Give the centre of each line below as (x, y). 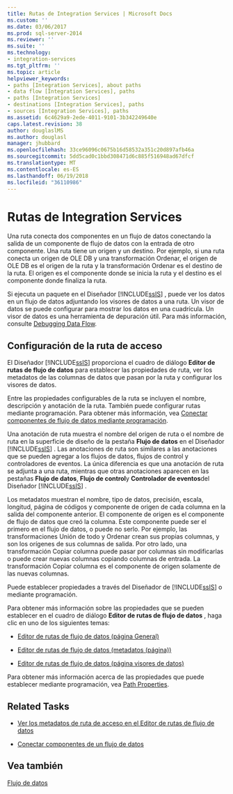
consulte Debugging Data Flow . (52, 324)
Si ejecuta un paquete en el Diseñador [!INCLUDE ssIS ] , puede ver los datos (116, 294)
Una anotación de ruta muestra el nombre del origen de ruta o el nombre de (116, 434)
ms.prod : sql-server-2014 (45, 33)
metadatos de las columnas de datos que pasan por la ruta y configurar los (115, 377)
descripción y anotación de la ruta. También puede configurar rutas (104, 406)
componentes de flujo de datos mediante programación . (88, 421)
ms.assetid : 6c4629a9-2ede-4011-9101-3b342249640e (82, 117)
